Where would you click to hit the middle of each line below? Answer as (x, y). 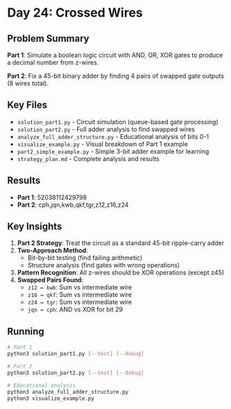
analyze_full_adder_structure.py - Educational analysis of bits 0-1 (113, 136)
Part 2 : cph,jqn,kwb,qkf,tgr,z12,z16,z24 (73, 204)
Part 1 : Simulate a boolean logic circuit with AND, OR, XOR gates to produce (115, 55)
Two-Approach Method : (52, 251)
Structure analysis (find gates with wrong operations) (104, 265)
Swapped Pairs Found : (50, 280)
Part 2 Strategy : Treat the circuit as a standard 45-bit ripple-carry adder (120, 243)
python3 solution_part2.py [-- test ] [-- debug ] (76, 373)
